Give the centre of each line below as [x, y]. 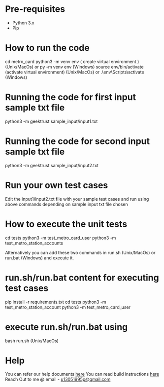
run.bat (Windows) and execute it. [39, 258]
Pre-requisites [35, 9]
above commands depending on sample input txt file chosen [66, 204]
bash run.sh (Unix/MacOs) [32, 341]
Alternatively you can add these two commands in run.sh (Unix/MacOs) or [80, 252]
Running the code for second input [78, 141]
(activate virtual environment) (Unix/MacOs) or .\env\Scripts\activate [75, 72]
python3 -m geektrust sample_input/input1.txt [51, 121]
